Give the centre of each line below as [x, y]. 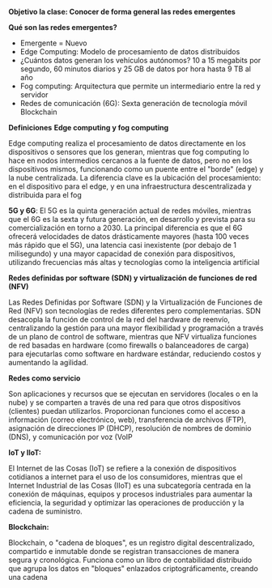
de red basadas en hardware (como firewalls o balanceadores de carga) [129, 345]
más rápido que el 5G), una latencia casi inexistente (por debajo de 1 [123, 245]
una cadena [28, 577]
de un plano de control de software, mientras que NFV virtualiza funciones [133, 337]
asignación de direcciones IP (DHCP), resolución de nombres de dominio [130, 428]
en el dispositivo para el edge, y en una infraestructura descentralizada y [130, 186]
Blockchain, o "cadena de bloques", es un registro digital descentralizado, [132, 543]
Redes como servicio [45, 378]
